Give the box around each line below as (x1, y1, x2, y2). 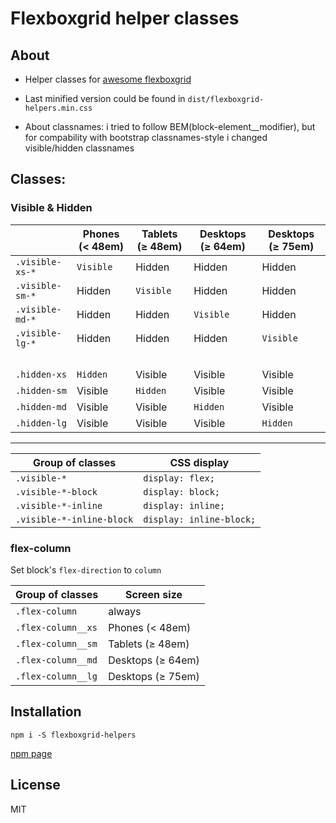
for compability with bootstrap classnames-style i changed (24, 132, 268, 143)
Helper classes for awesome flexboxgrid (24, 73, 192, 85)
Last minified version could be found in (24, 93, 186, 104)
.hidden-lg (15, 417, 67, 429)
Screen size (125, 587, 183, 601)
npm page (10, 747, 53, 759)
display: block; (143, 486, 221, 497)
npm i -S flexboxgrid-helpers (10, 730, 137, 740)
